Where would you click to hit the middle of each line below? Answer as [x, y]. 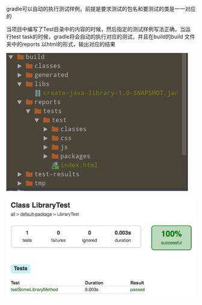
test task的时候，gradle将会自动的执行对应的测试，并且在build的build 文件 [103, 37]
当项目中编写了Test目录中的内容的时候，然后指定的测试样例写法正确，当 [96, 29]
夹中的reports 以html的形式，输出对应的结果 [61, 44]
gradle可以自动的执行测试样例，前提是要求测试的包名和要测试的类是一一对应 [101, 9]
